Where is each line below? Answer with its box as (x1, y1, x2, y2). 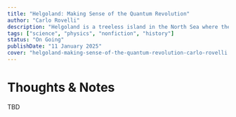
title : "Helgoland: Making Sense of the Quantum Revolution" (7, 10, 190, 18)
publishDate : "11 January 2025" (7, 43, 102, 50)
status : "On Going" (7, 36, 65, 43)
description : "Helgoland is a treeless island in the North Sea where (7, 23, 218, 30)
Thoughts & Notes (7, 80, 115, 95)
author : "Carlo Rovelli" (7, 17, 80, 24)
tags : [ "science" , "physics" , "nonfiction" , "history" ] (7, 29, 174, 37)
